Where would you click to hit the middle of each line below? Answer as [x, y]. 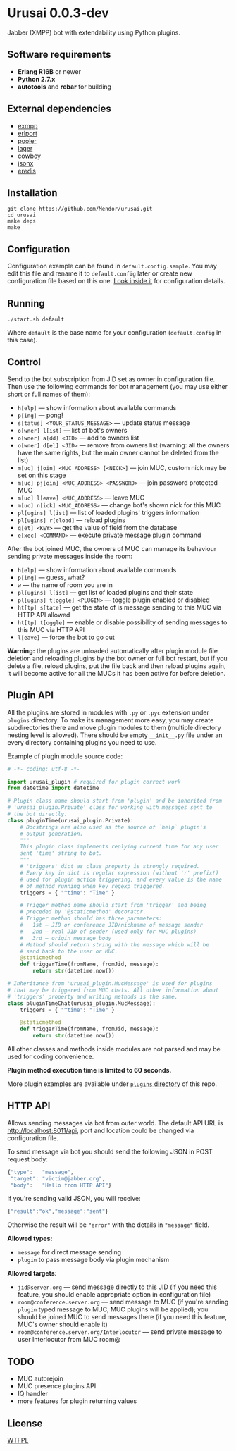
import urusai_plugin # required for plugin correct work [94, 782]
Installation [32, 193]
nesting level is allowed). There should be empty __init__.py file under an [115, 735]
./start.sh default [36, 319]
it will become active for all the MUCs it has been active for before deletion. [117, 673]
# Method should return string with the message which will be [115, 945]
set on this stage [42, 475]
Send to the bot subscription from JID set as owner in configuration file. [111, 379]
